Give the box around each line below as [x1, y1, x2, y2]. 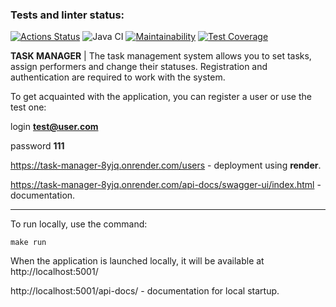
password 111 [10, 140, 65, 152]
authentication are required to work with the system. [10, 71, 226, 83]
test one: [10, 101, 47, 113]
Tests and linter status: [10, 8, 125, 22]
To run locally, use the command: [10, 218, 148, 230]
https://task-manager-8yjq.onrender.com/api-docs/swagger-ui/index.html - [10, 179, 322, 191]
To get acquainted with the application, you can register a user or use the [10, 91, 312, 103]
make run [10, 238, 47, 248]
